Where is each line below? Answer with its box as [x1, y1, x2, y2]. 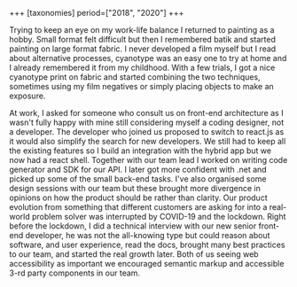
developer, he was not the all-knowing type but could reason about [25, 230, 270, 240]
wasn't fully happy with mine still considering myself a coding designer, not [9, 117, 285, 128]
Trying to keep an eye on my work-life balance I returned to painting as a [9, 25, 275, 35]
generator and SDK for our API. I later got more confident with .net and [9, 164, 268, 175]
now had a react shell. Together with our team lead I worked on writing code [9, 155, 288, 165]
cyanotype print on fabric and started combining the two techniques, [9, 72, 261, 82]
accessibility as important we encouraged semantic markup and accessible [9, 259, 285, 268]
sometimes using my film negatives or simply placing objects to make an [9, 81, 275, 91]
